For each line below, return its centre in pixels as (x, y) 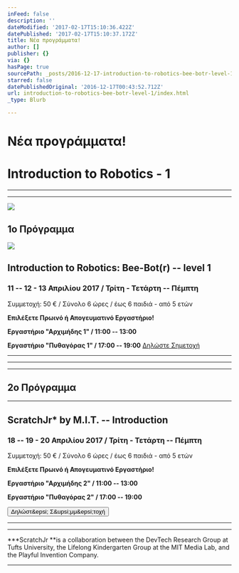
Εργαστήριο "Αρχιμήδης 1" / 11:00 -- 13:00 (72, 331)
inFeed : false (28, 14)
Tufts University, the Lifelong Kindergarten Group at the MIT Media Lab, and (118, 547)
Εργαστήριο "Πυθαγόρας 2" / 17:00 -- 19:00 (75, 497)
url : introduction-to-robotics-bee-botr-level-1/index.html (99, 93)
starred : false (30, 80)
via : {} (19, 61)
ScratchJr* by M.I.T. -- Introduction (88, 420)
